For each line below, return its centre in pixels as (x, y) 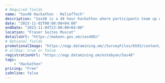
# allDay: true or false (30, 50)
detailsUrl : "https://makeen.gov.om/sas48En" (52, 37)
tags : (11, 60)
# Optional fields (24, 41)
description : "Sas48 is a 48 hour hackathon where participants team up (81, 19)
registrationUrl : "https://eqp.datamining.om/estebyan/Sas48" (70, 55)
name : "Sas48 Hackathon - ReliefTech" (45, 14)
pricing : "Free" (22, 69)
